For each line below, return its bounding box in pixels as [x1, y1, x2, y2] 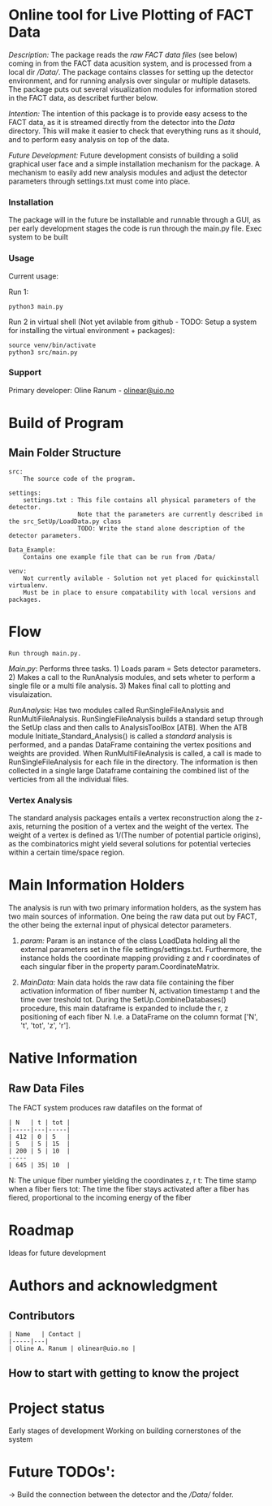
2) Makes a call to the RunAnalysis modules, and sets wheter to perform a [8, 672, 256, 682]
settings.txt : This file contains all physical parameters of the [23, 496, 256, 504]
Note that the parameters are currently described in [77, 510, 264, 518]
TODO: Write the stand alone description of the [77, 524, 245, 533]
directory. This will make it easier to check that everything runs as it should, [8, 126, 261, 136]
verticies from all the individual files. [8, 774, 129, 784]
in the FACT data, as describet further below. [8, 93, 158, 102]
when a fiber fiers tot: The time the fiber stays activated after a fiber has [8, 1184, 250, 1193]
